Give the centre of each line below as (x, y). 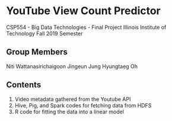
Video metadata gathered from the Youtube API (73, 99)
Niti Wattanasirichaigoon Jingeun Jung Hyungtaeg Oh (72, 66)
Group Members (37, 52)
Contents (24, 85)
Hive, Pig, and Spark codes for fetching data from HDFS (83, 105)
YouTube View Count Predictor (84, 11)
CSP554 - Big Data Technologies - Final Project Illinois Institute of (86, 27)
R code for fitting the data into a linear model (69, 112)
